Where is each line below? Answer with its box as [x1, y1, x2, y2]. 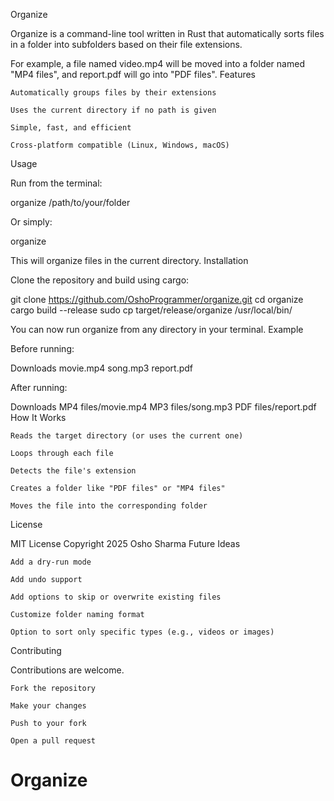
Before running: [10, 343, 75, 354]
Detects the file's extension [10, 466, 137, 476]
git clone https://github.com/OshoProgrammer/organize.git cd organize [10, 294, 304, 305]
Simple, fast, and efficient [10, 123, 132, 133]
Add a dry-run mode [10, 557, 92, 567]
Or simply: [10, 216, 53, 228]
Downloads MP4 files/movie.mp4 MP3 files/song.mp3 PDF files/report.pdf [10, 401, 317, 413]
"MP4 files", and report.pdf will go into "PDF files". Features [10, 69, 256, 80]
